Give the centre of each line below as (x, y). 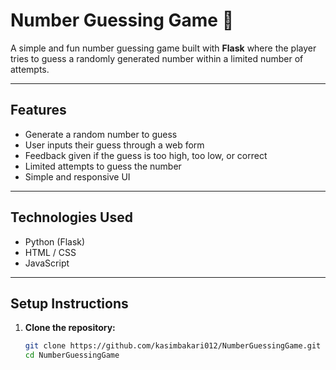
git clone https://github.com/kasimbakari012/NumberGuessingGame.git (173, 346)
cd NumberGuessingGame (72, 355)
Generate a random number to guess (101, 134)
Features (38, 110)
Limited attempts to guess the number (103, 166)
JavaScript (47, 263)
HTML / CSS (50, 252)
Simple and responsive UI (77, 176)
